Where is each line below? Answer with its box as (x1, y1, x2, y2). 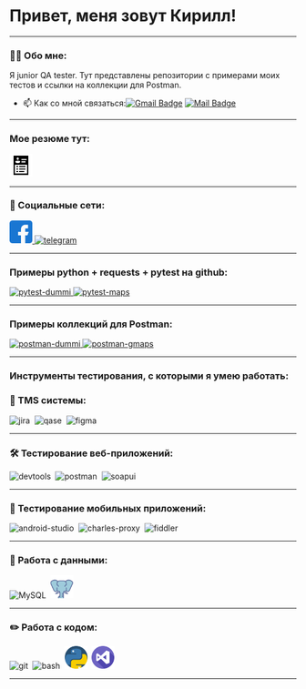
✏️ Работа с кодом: (9, 621, 98, 633)
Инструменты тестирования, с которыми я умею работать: (9, 370, 290, 382)
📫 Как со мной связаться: (22, 97, 127, 109)
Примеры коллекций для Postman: (9, 318, 173, 330)
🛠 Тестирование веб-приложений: (9, 447, 174, 460)
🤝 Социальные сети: (9, 199, 106, 212)
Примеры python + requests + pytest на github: (9, 266, 229, 279)
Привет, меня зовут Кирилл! (9, 5, 237, 26)
